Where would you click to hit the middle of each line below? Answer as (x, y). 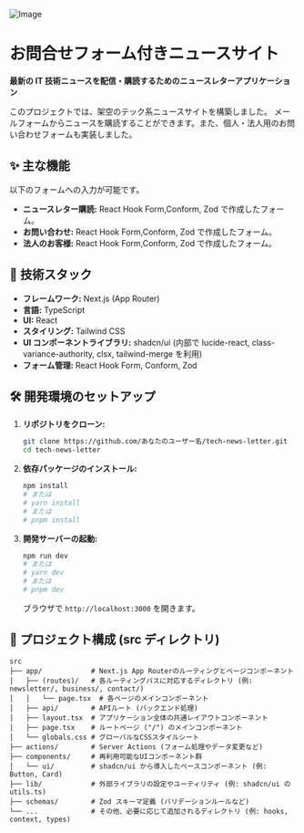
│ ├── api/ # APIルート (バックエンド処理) (104, 708)
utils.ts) (28, 792)
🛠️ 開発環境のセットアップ (83, 396)
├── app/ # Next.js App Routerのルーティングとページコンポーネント (152, 671)
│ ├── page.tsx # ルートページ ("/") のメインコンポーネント (126, 727)
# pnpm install (51, 520)
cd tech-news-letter (61, 450)
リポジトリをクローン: (64, 424)
